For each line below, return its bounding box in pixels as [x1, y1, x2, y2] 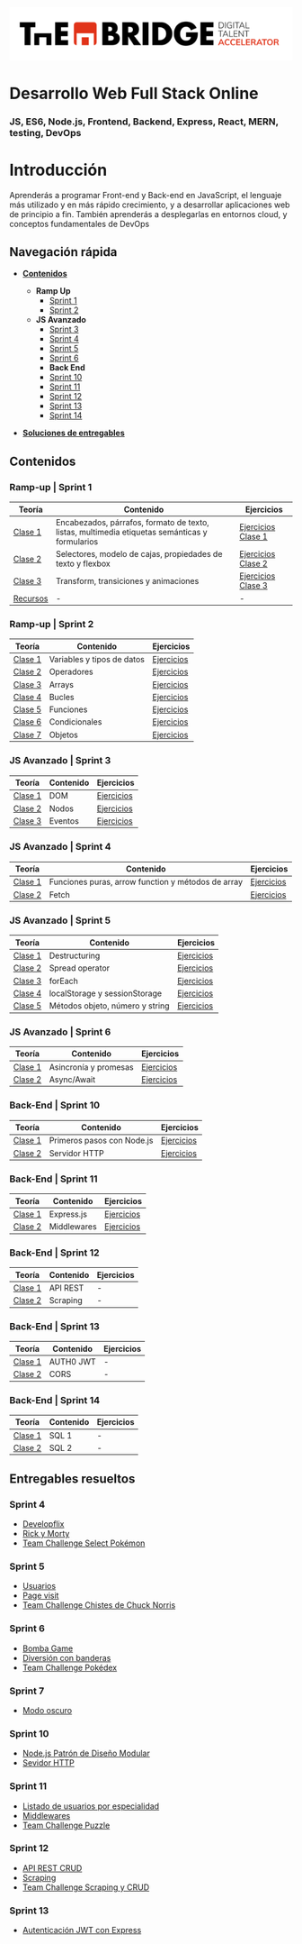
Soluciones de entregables [22, 427, 126, 439]
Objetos [49, 729, 78, 740]
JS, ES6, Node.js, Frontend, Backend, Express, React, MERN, [9, 115, 279, 128]
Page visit [22, 1590, 59, 1602]
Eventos [49, 815, 79, 826]
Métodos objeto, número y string [49, 1000, 170, 1011]
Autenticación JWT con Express [22, 1925, 142, 1936]
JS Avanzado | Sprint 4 [9, 841, 111, 853]
